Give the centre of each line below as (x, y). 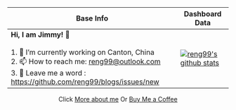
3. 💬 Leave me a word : (48, 73)
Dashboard (203, 14)
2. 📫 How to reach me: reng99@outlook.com (86, 61)
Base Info (92, 18)
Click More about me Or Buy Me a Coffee (118, 99)
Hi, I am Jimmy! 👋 (40, 35)
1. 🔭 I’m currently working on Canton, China (83, 52)
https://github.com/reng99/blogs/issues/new (85, 82)
